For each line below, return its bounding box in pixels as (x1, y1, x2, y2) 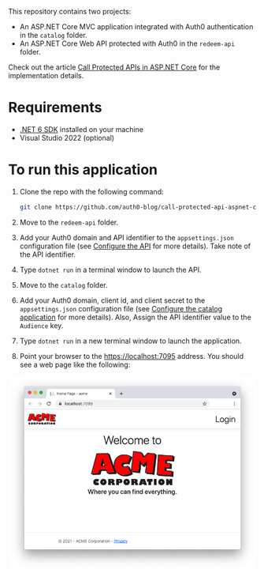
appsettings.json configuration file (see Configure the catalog (19, 304, 223, 313)
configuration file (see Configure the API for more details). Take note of (19, 241, 251, 251)
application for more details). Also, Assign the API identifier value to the (19, 312, 252, 322)
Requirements (8, 99, 102, 117)
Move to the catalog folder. (19, 280, 108, 289)
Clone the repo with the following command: (19, 187, 164, 196)
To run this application (8, 161, 158, 179)
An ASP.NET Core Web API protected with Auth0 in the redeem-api (19, 39, 235, 48)
